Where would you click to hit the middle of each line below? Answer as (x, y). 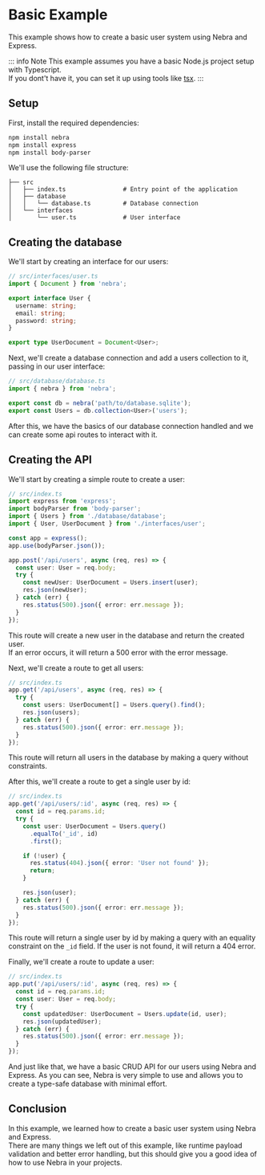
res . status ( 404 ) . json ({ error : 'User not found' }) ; (119, 863)
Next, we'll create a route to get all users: (76, 667)
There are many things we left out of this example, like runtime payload (125, 1145)
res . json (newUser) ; (55, 590)
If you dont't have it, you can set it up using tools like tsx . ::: (106, 78)
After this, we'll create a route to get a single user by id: (99, 781)
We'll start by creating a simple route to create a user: (97, 479)
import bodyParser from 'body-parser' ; (75, 509)
